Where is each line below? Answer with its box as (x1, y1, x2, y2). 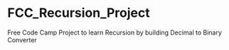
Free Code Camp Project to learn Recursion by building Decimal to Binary (7, 28, 223, 37)
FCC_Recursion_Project (7, 5, 151, 21)
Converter (7, 35, 37, 44)
